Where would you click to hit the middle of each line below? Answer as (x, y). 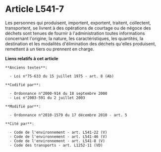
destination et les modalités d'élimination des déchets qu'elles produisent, (80, 43)
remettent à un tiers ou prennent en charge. (50, 49)
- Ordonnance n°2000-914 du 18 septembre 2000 (58, 93)
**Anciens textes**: (27, 68)
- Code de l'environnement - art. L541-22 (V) (58, 132)
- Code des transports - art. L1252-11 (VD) (56, 145)
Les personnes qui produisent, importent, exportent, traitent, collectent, (78, 23)
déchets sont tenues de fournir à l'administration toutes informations (75, 33)
